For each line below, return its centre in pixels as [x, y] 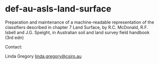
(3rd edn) [15, 38]
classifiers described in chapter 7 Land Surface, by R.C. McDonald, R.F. [77, 27]
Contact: [14, 47]
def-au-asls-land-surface [58, 9]
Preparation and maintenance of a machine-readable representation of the [80, 22]
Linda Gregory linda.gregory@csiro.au [43, 56]
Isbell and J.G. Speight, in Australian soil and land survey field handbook [77, 32]
